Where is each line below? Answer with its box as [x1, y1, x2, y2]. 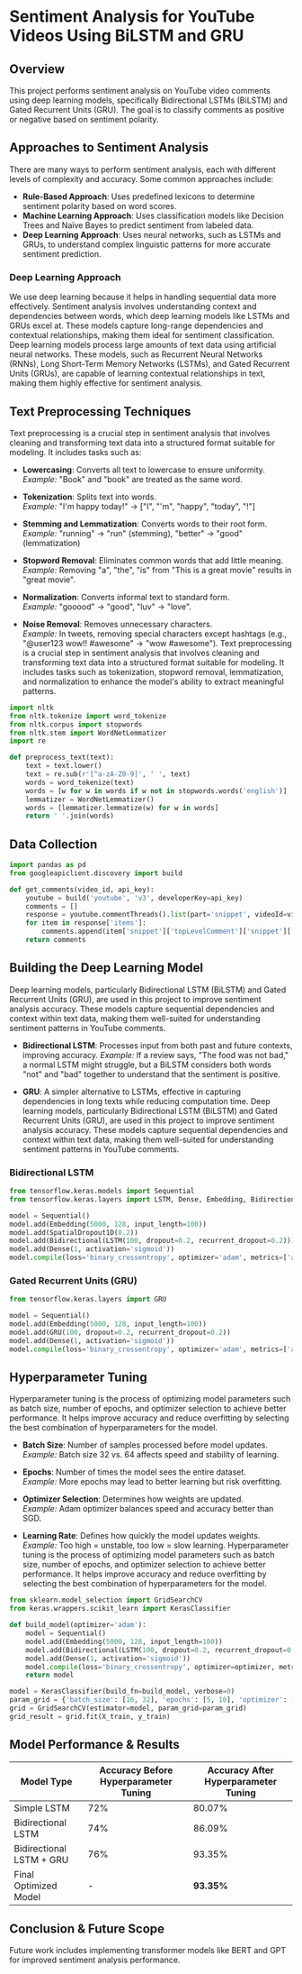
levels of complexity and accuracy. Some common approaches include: [9, 173, 274, 184]
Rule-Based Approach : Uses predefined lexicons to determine [22, 191, 255, 202]
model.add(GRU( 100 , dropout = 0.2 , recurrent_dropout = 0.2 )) [9, 1328, 231, 1338]
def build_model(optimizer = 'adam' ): [9, 1621, 147, 1630]
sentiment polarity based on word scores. [22, 200, 177, 211]
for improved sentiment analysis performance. [9, 1954, 181, 1966]
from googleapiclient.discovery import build [9, 868, 182, 878]
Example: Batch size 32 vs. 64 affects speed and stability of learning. [22, 1449, 280, 1460]
